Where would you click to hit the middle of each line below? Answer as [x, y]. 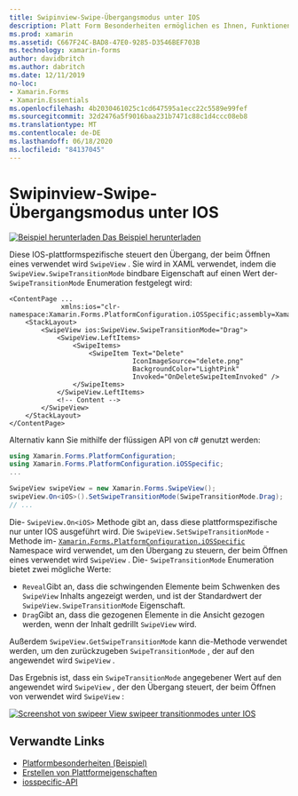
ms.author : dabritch [47, 68]
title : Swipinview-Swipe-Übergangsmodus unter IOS [105, 17]
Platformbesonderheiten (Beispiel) [85, 763]
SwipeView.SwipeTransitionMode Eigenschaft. [104, 605]
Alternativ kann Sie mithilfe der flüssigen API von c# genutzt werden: [135, 440]
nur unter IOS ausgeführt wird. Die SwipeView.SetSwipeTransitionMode [137, 531]
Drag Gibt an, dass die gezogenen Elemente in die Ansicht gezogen [143, 615]
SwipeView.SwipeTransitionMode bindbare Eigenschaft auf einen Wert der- [144, 273]
